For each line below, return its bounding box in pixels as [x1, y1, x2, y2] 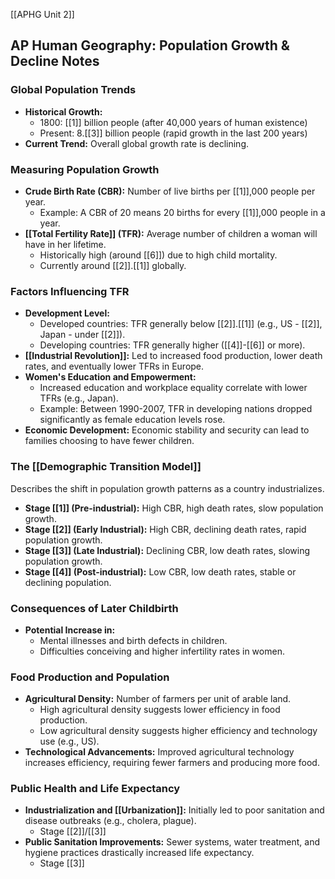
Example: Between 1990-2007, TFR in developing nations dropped [39, 403, 313, 415]
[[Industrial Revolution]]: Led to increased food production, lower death [24, 350, 323, 362]
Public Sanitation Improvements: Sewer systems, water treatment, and [24, 836, 321, 848]
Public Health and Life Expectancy [10, 782, 181, 796]
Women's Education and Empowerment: [24, 371, 197, 383]
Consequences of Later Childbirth [10, 601, 179, 615]
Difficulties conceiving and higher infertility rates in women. [39, 645, 285, 657]
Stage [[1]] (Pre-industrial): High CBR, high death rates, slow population [24, 502, 324, 514]
